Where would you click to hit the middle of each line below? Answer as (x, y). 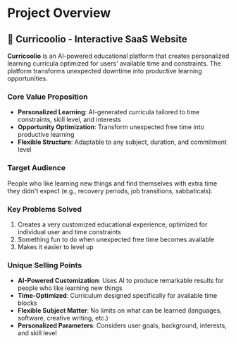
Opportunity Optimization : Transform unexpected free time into (111, 127)
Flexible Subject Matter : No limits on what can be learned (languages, (119, 311)
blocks (27, 303)
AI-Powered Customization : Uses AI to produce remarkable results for (120, 281)
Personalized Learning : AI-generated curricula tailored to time (108, 112)
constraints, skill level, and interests (69, 120)
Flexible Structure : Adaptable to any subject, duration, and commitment (122, 142)
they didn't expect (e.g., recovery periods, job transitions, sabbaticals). (110, 191)
